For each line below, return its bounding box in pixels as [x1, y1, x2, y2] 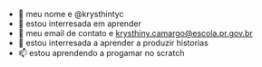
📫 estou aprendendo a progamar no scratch [17, 48, 185, 58]
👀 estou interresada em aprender [17, 18, 142, 29]
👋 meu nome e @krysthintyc [17, 9, 124, 19]
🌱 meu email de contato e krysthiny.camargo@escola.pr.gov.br [17, 28, 254, 38]
